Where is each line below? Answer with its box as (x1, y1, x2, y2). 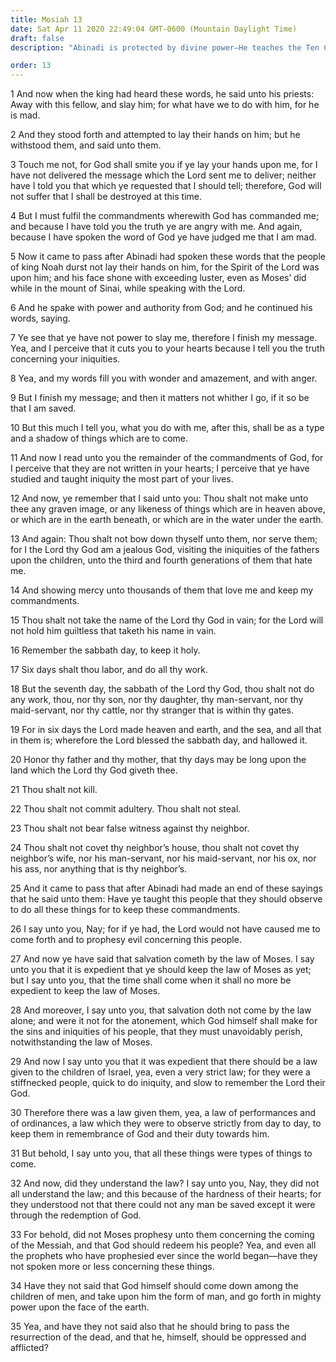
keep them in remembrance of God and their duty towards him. (10, 1128, 270, 1140)
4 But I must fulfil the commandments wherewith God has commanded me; (10, 210, 320, 222)
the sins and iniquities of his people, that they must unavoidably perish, (10, 1026, 303, 1038)
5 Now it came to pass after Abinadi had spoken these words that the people (10, 251, 326, 263)
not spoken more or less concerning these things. (10, 1261, 215, 1273)
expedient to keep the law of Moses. (10, 985, 161, 997)
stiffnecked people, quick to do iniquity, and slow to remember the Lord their (10, 1077, 326, 1089)
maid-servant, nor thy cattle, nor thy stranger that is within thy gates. (10, 704, 294, 716)
